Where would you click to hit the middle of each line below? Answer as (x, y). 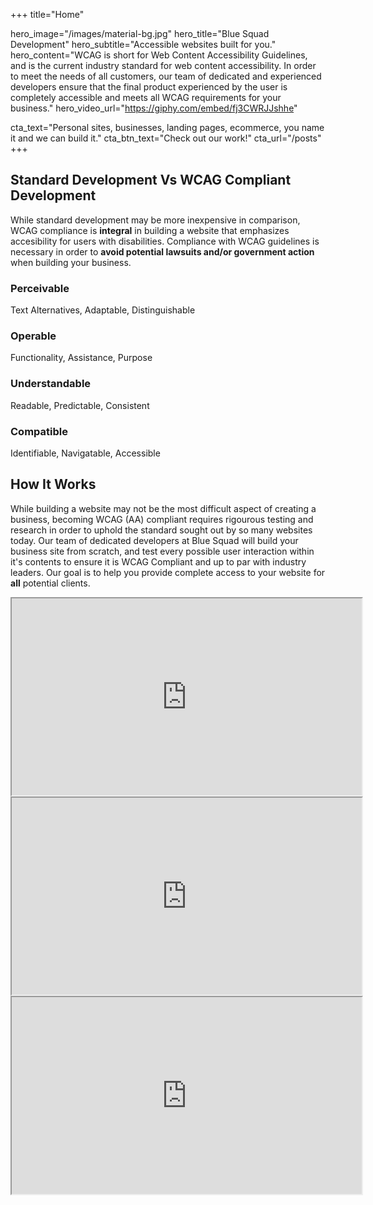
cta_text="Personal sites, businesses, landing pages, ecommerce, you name (167, 127)
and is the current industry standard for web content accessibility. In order (163, 65)
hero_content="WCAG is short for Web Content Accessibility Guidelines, (159, 55)
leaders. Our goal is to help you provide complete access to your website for (168, 572)
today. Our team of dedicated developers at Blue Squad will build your (154, 540)
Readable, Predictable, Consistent (80, 405)
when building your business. (71, 262)
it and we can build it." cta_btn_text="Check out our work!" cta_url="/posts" (166, 138)
